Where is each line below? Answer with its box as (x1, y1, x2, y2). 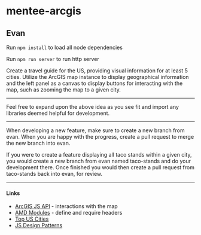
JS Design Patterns (14, 222, 63, 229)
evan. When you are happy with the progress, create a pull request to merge (6, 133, 194, 140)
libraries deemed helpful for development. (6, 109, 110, 117)
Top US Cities (14, 215, 49, 222)
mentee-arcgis (6, 4, 82, 18)
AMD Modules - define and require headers (14, 209, 123, 216)
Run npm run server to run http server (6, 56, 100, 62)
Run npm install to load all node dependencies (6, 44, 123, 51)
